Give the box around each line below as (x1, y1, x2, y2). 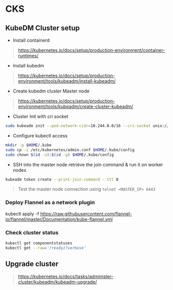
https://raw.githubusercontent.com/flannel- (40, 210, 132, 216)
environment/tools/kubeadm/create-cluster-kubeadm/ (18, 103, 133, 110)
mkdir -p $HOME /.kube (5, 142, 52, 148)
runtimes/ (18, 52, 39, 59)
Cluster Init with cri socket (12, 114, 68, 119)
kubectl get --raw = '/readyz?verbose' (5, 245, 86, 250)
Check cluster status (5, 229, 59, 236)
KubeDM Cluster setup (5, 24, 80, 32)
